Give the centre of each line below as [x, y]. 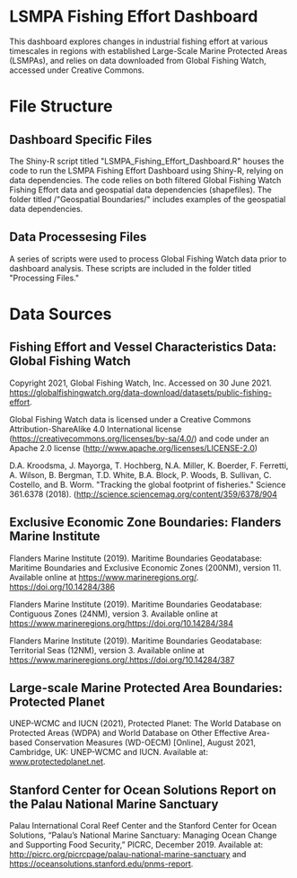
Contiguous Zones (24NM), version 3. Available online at [114, 614]
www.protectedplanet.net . [57, 762]
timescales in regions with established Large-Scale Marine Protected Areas [148, 50]
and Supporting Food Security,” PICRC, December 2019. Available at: [136, 845]
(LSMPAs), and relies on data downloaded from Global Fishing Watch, [138, 60]
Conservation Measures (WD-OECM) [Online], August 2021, [145, 742]
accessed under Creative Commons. [77, 70]
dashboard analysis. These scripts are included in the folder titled [130, 268]
